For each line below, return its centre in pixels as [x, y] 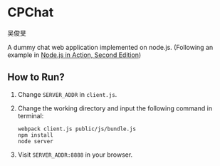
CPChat [31, 12]
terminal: [31, 115]
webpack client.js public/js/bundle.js [77, 129]
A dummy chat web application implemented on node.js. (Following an [110, 47]
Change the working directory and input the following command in [115, 108]
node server [35, 141]
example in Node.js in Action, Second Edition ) [74, 55]
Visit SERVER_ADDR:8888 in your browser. [75, 155]
